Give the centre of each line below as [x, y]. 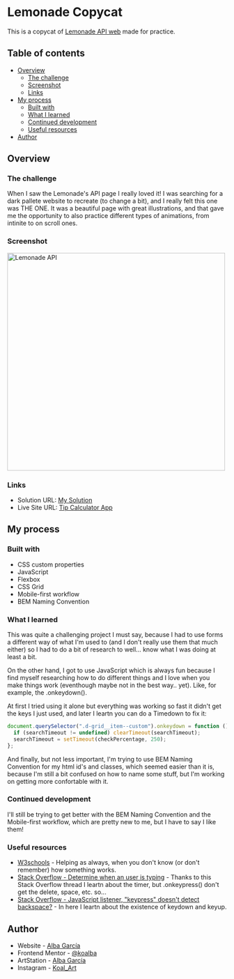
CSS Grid [30, 587]
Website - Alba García [49, 946]
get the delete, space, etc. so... [62, 892]
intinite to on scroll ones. [42, 223]
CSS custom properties [51, 564]
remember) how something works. [67, 870]
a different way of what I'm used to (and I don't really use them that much [112, 642]
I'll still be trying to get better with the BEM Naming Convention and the [109, 814]
